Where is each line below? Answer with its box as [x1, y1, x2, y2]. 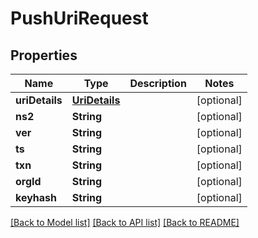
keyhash [15, 191, 58, 204]
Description [129, 77, 187, 90]
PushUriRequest [10, 7, 149, 30]
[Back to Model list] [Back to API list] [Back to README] [10, 217, 240, 228]
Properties [10, 47, 78, 64]
